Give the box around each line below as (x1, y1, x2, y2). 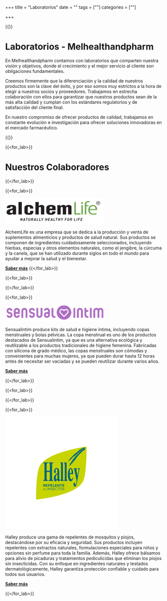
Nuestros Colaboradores (5, 162, 110, 173)
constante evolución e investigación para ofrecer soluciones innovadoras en (5, 119, 162, 125)
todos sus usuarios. (5, 571, 46, 577)
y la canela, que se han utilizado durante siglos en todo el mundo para (5, 250, 150, 256)
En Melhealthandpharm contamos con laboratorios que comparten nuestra (5, 57, 159, 63)
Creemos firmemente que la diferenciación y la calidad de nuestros (5, 77, 143, 84)
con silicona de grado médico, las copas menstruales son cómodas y (5, 347, 148, 354)
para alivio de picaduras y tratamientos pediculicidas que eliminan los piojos (5, 555, 162, 561)
